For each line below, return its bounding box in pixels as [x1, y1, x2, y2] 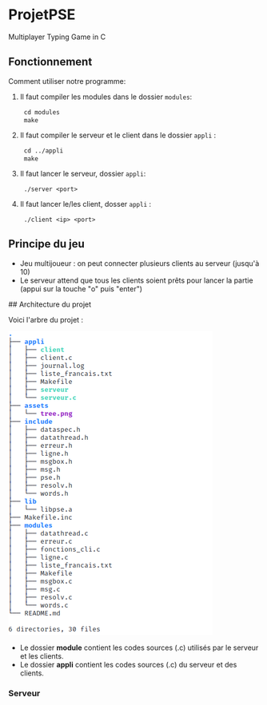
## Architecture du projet [8, 299, 92, 309]
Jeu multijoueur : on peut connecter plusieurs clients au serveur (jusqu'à [19, 258, 260, 268]
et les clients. [19, 651, 64, 660]
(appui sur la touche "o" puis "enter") [19, 283, 142, 293]
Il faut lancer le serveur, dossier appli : [19, 168, 146, 178]
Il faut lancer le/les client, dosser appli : [19, 199, 152, 208]
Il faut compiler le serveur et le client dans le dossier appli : [19, 130, 217, 140]
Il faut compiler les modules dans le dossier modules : [19, 92, 193, 101]
